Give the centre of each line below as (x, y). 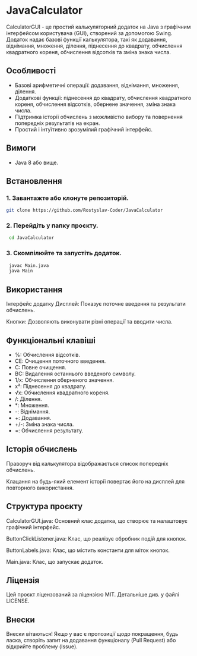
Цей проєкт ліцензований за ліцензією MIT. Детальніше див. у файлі (93, 595)
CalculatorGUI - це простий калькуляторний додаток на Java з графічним (99, 27)
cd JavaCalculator (31, 238)
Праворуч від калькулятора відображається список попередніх (87, 463)
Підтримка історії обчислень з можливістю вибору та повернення (99, 117)
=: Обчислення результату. (49, 430)
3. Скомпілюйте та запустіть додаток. (64, 253)
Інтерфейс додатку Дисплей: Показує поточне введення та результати (96, 304)
